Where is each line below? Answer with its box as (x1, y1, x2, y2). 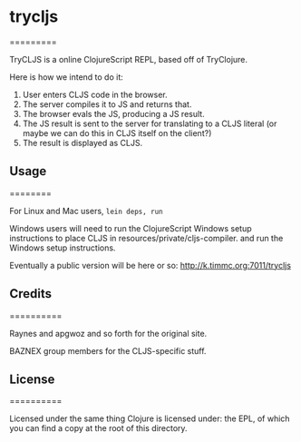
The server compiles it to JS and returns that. (22, 98, 192, 110)
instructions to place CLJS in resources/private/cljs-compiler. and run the (9, 232, 284, 243)
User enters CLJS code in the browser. (22, 89, 168, 100)
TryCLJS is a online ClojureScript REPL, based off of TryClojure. (9, 54, 248, 64)
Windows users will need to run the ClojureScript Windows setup (9, 222, 252, 233)
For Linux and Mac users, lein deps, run (9, 205, 163, 216)
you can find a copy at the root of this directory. (9, 423, 188, 434)
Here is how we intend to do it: (9, 71, 124, 83)
